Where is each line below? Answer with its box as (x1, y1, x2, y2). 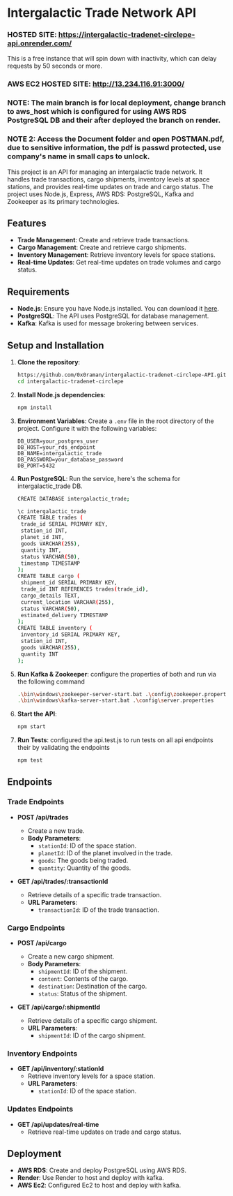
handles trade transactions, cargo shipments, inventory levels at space (7, 175, 210, 183)
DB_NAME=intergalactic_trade (17, 450, 102, 457)
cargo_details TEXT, (20, 592, 80, 599)
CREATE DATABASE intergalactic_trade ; (17, 495, 130, 502)
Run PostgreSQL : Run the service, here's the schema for (17, 474, 181, 482)
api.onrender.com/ (7, 38, 72, 48)
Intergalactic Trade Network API (7, 5, 197, 21)
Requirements (7, 286, 70, 297)
